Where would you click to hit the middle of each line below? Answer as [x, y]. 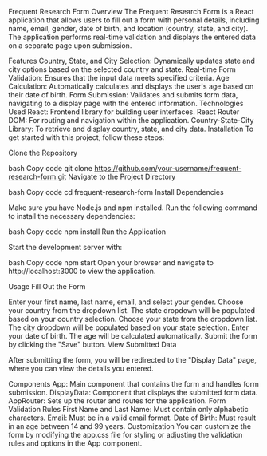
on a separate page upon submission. [70, 46]
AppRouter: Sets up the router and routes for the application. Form [117, 401]
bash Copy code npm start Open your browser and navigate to [111, 262]
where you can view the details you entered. [81, 368]
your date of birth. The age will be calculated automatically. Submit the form [133, 336]
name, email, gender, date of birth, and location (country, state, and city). [128, 28]
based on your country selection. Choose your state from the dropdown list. [133, 319]
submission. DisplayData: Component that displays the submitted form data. [133, 392]
